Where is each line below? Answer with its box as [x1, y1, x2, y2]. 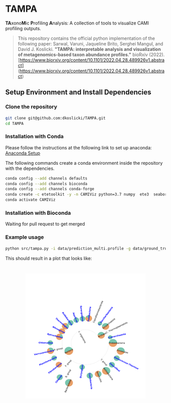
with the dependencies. [5, 165, 55, 171]
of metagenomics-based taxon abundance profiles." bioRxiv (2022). [17, 52, 165, 58]
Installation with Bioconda [5, 209, 71, 216]
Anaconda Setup [5, 150, 41, 156]
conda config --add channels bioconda [5, 181, 88, 186]
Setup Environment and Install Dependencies [5, 88, 152, 97]
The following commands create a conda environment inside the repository [5, 160, 163, 166]
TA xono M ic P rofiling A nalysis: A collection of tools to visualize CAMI [5, 20, 149, 26]
